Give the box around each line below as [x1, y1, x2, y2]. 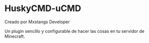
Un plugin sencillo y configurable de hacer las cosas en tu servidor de [4, 28, 145, 34]
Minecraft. [4, 33, 25, 39]
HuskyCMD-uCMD [4, 3, 81, 14]
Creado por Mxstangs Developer [4, 19, 70, 25]
